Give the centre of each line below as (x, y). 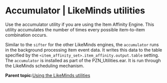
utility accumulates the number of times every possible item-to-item (75, 29)
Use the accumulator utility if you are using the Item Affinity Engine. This (80, 24)
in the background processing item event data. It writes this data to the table (84, 50)
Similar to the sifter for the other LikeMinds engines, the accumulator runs (82, 44)
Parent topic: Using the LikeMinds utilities (48, 75)
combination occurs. (26, 35)
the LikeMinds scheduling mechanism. (45, 66)
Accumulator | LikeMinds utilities (75, 11)
